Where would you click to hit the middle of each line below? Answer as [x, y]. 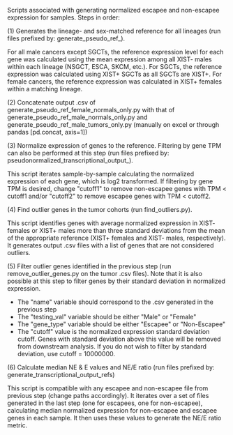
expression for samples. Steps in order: [63, 17]
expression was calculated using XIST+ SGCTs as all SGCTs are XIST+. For [114, 74]
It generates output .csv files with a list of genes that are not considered [111, 245]
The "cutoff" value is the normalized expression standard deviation [113, 331]
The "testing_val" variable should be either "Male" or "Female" [107, 317]
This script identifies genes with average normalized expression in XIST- [111, 223]
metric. [17, 425]
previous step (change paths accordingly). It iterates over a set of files [108, 396]
